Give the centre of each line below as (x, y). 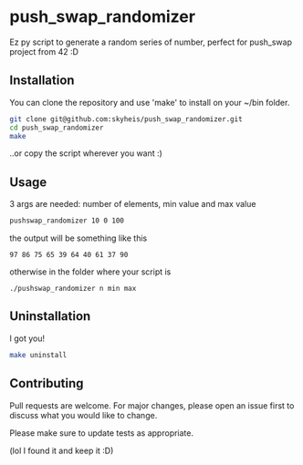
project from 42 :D (44, 51)
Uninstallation (50, 316)
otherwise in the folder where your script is (90, 272)
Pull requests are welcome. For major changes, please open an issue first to (152, 405)
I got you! (27, 338)
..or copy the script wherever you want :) (86, 153)
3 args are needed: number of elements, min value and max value (133, 204)
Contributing (47, 383)
